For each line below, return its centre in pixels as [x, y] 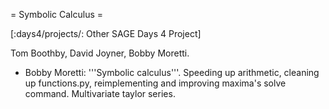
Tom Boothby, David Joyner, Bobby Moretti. [100, 53]
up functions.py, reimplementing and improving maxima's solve [155, 83]
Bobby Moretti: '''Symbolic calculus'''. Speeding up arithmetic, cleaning [172, 72]
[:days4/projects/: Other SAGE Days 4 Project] [106, 33]
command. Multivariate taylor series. [100, 93]
